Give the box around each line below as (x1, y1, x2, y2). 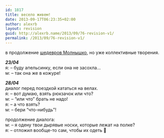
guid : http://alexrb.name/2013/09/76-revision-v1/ (5, 31, 114, 36)
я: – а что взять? (5, 101, 40, 107)
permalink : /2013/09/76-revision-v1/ (5, 36, 85, 41)
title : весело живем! (5, 12, 51, 17)
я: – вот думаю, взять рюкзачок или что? (5, 90, 94, 97)
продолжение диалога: (5, 116, 56, 122)
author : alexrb (5, 21, 37, 27)
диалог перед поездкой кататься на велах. (5, 85, 98, 91)
